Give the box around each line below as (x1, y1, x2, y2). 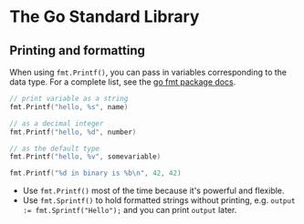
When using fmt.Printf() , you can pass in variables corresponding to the (9, 66, 288, 77)
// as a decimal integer (9, 118, 104, 128)
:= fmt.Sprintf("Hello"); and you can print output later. (22, 205, 237, 216)
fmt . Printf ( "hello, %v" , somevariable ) (9, 152, 162, 161)
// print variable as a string (9, 94, 129, 103)
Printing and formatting (9, 43, 146, 58)
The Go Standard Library (9, 6, 200, 27)
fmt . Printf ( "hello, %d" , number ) (9, 127, 137, 137)
